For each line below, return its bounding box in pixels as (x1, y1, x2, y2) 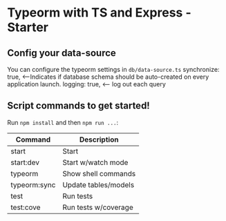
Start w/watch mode (62, 157, 129, 167)
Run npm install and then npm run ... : (7, 118, 119, 126)
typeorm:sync (10, 180, 56, 189)
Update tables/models (62, 180, 135, 189)
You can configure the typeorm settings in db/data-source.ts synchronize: (7, 66, 220, 73)
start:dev (10, 157, 40, 167)
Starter (7, 19, 48, 35)
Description (79, 135, 119, 144)
